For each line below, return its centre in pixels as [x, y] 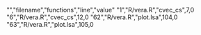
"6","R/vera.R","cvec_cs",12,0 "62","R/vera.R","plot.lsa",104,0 [92, 17]
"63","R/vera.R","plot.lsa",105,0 [50, 24]
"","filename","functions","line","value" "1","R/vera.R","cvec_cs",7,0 [100, 10]
